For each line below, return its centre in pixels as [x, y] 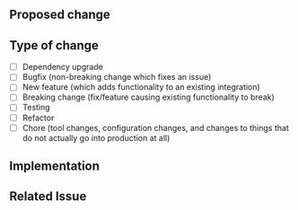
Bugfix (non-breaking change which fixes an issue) [117, 77]
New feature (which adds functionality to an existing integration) [141, 87]
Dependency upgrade [62, 67]
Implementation [55, 166]
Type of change [54, 45]
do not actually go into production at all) [96, 137]
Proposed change [60, 15]
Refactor [38, 118]
